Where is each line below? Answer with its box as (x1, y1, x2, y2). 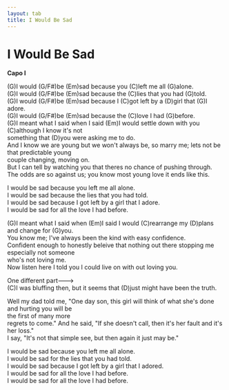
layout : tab (7, 10, 41, 17)
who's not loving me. (7, 256, 67, 264)
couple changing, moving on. (7, 156, 90, 164)
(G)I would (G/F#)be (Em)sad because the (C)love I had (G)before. (7, 112, 195, 120)
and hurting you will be (7, 304, 72, 313)
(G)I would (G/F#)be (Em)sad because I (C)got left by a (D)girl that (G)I (7, 97, 208, 106)
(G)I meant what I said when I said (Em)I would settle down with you (7, 119, 200, 128)
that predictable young (7, 148, 72, 157)
